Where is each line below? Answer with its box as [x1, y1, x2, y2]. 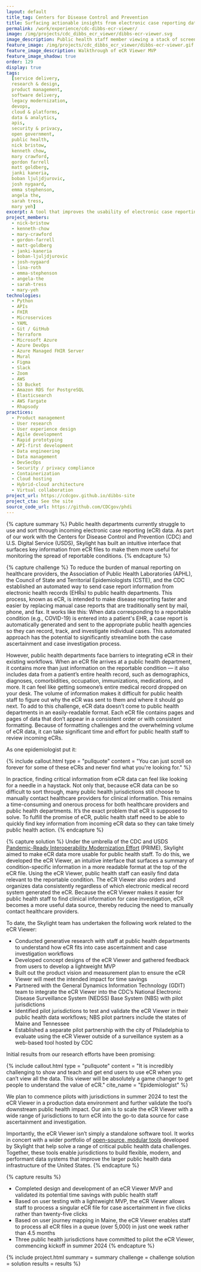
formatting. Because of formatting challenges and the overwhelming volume [6, 722, 194, 729]
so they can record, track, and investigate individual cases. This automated [6, 627, 191, 634]
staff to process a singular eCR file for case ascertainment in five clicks [14, 1204, 191, 1211]
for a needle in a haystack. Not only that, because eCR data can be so [6, 781, 178, 789]
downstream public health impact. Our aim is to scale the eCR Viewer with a [6, 1105, 193, 1113]
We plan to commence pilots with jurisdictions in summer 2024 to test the [6, 1093, 188, 1100]
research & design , [11, 81, 60, 87]
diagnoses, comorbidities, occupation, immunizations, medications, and [6, 677, 184, 684]
